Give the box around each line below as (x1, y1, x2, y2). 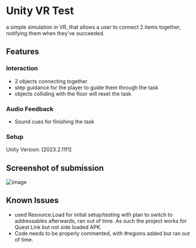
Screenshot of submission (6, 163, 104, 173)
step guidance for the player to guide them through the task (14, 84, 159, 91)
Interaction (6, 64, 38, 73)
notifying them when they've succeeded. (6, 29, 105, 36)
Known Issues (6, 195, 59, 206)
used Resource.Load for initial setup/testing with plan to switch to (14, 211, 173, 218)
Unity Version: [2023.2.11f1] (6, 146, 72, 153)
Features (6, 47, 39, 57)
